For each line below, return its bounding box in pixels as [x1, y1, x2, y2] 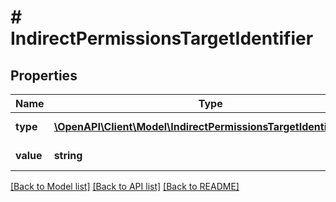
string [53, 149, 83, 162]
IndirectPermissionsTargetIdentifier [10, 27, 314, 50]
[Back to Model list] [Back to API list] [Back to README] [10, 181, 240, 192]
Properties [10, 67, 78, 84]
